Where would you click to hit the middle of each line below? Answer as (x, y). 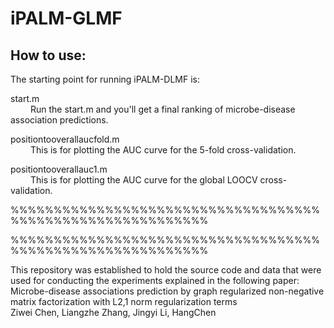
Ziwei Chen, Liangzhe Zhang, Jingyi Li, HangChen (113, 312)
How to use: (48, 55)
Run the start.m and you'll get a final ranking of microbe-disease (162, 109)
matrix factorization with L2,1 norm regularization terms (124, 301)
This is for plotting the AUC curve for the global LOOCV (143, 180)
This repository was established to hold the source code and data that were (166, 270)
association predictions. (59, 120)
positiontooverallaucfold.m (65, 139)
